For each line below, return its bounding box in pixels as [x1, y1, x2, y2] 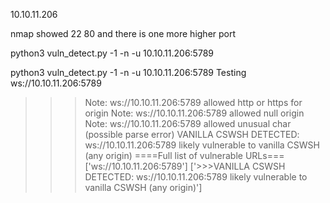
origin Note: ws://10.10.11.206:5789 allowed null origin [84, 107, 305, 119]
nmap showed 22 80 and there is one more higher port [10, 28, 237, 39]
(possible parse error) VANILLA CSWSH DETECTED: [84, 129, 300, 140]
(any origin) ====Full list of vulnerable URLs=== [84, 150, 285, 161]
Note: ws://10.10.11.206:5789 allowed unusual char [84, 118, 292, 129]
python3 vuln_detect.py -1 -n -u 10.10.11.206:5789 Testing [10, 67, 247, 78]
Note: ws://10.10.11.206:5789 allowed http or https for [84, 97, 303, 108]
